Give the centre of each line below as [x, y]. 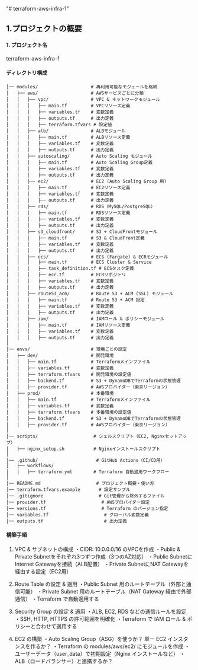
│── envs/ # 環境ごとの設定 [66, 349]
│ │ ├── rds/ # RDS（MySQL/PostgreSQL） [81, 206]
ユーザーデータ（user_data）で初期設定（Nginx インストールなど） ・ [100, 654]
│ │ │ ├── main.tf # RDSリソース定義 [68, 213]
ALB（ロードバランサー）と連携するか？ [64, 661]
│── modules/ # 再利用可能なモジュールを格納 [82, 87]
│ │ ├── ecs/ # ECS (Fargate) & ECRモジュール [87, 257]
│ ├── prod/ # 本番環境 [60, 393]
